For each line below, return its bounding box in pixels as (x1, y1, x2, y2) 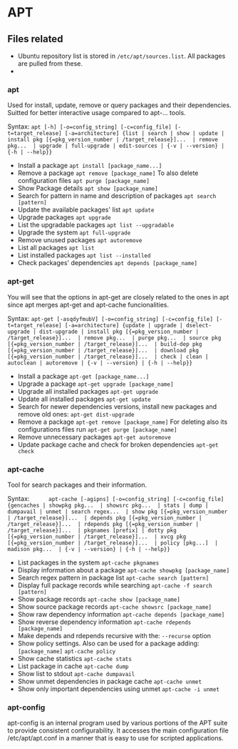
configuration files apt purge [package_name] (17, 177, 150, 185)
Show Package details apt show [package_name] (17, 184, 158, 193)
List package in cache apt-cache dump (17, 662, 130, 670)
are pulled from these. (17, 59, 83, 68)
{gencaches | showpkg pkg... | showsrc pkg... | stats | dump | (7, 502, 209, 509)
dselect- (185, 322, 212, 329)
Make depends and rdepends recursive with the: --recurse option (17, 631, 212, 640)
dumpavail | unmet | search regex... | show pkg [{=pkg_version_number (7, 508, 228, 515)
